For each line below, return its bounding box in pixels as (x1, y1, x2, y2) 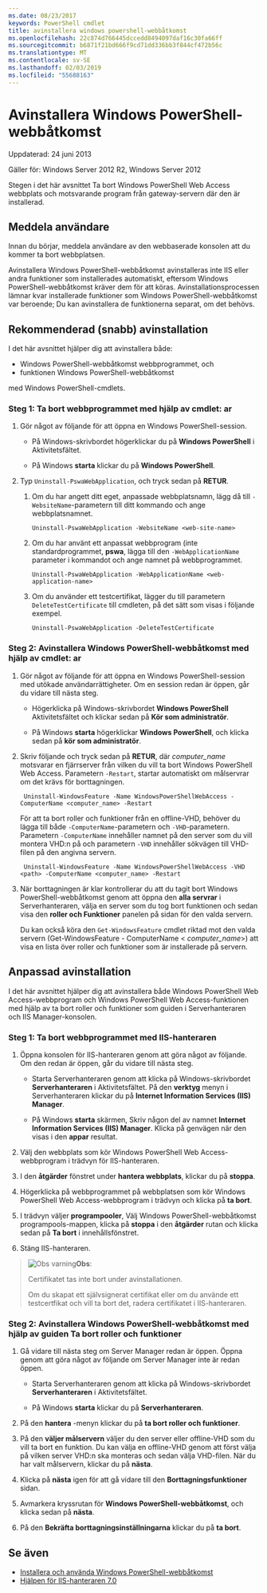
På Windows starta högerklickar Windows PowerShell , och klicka (31, 727, 249, 737)
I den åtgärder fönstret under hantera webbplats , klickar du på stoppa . (19, 1171, 256, 1180)
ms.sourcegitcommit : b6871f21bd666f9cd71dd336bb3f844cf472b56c (8, 42, 223, 50)
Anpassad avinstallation (8, 965, 132, 979)
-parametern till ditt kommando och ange (71, 501, 206, 510)
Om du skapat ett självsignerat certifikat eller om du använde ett (27, 1289, 239, 1300)
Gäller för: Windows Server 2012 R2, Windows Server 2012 (8, 165, 202, 174)
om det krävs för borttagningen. (19, 777, 125, 786)
